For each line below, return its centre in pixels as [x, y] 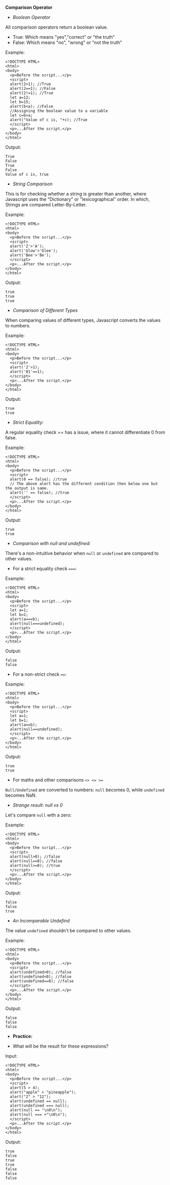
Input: [11, 1056]
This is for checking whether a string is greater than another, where [76, 194]
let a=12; [20, 98]
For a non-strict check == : [40, 674]
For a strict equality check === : [45, 568]
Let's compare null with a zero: [38, 815]
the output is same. [27, 488]
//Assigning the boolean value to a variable [59, 111]
